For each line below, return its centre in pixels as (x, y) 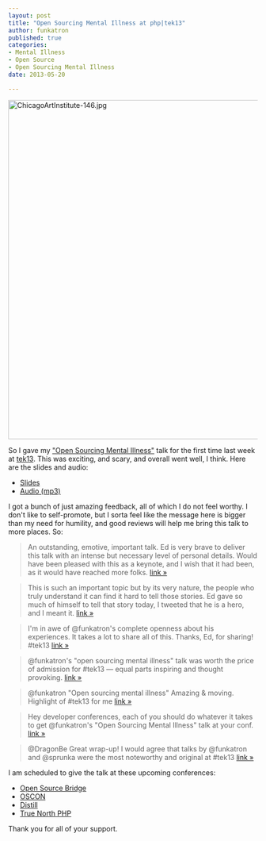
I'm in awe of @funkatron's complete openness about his (121, 628)
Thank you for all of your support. (63, 828)
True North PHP (46, 813)
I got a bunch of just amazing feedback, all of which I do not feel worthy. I (128, 506)
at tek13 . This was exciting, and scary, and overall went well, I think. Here (127, 459)
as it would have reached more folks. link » (97, 572)
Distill (28, 805)
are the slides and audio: (48, 467)
